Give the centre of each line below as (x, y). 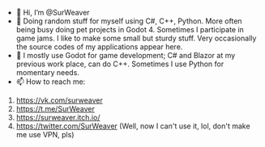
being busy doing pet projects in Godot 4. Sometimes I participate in (130, 29)
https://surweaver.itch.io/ (58, 118)
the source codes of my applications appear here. (99, 47)
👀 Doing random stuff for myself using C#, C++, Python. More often (129, 21)
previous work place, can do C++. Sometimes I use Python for (120, 64)
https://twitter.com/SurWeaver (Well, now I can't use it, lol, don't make (133, 126)
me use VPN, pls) (45, 134)
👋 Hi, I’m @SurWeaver (53, 13)
